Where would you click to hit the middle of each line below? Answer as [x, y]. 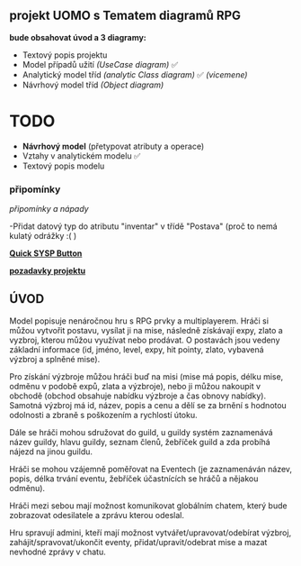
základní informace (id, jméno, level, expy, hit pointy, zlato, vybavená [137, 349]
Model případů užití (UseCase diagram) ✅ [100, 64]
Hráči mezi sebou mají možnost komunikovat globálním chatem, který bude [148, 506]
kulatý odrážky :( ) [43, 236]
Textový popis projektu [65, 55]
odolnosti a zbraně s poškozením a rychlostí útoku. [103, 415]
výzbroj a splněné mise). [55, 359]
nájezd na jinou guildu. [51, 452]
